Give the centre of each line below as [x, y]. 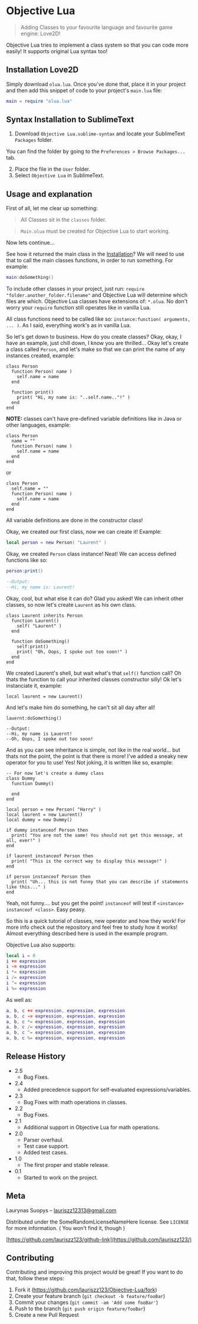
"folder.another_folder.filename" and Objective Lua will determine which [97, 295]
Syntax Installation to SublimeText [70, 120]
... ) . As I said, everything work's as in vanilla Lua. [69, 326]
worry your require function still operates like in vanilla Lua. [79, 308]
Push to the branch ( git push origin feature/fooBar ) [80, 1309]
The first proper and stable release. [66, 1164]
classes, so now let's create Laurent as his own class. [71, 604]
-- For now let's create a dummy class [55, 773]
